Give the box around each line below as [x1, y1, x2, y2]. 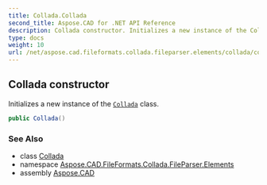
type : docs [8, 33, 44, 42]
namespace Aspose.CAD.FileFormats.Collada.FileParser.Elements [19, 160, 234, 169]
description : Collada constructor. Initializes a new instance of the [8, 26, 247, 34]
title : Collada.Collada [8, 11, 87, 20]
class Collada [19, 151, 64, 160]
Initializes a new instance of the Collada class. [8, 98, 159, 108]
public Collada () [8, 114, 66, 122]
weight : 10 [8, 41, 44, 49]
